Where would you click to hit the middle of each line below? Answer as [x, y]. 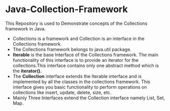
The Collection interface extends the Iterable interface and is [77, 76]
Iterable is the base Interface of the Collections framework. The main [86, 55]
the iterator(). [27, 71]
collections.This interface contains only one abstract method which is [86, 65]
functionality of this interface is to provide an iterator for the [76, 60]
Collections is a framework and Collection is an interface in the [78, 39]
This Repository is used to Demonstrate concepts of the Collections [76, 23]
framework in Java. [26, 28]
